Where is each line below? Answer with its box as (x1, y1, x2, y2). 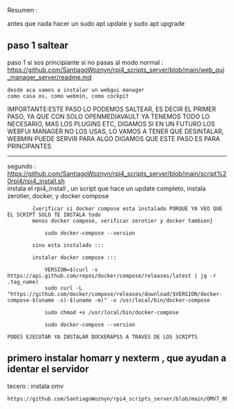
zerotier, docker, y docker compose (7, 191, 109, 200)
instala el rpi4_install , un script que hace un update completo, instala (7, 184, 206, 193)
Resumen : (7, 6, 38, 14)
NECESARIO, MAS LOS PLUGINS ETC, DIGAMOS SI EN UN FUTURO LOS (7, 119, 216, 128)
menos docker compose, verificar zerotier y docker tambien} (32, 217, 214, 224)
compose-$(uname (7, 297, 54, 304)
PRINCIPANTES (7, 142, 52, 150)
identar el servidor (7, 363, 89, 375)
